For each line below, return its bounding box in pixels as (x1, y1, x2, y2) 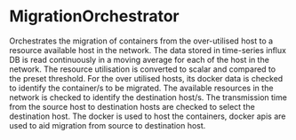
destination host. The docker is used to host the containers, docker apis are (9, 111, 286, 121)
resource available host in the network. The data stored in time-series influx (9, 44, 287, 55)
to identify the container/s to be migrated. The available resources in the (9, 82, 274, 93)
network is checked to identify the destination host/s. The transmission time (9, 91, 287, 103)
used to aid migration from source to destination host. (9, 120, 206, 130)
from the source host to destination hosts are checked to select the (9, 101, 255, 112)
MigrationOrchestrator (9, 6, 180, 27)
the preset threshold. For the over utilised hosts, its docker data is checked (9, 73, 284, 83)
